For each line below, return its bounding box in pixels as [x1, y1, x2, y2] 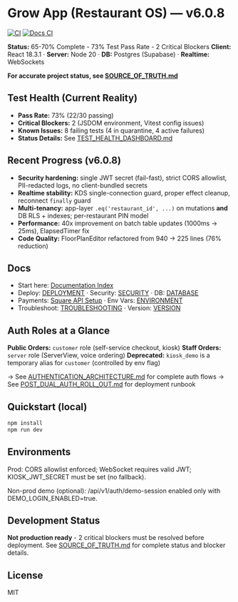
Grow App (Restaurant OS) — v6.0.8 [7, 5, 225, 21]
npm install [7, 419, 43, 427]
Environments [7, 446, 71, 458]
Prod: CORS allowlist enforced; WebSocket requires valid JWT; [7, 465, 192, 474]
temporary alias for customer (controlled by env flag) [7, 359, 161, 367]
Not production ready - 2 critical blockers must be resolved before [7, 534, 205, 542]
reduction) [17, 241, 48, 250]
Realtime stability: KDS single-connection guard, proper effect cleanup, [17, 188, 230, 197]
